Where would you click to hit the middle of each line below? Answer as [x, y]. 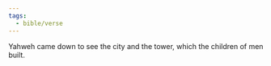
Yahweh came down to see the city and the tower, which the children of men [136, 46]
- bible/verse [39, 23]
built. [17, 55]
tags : [17, 16]
